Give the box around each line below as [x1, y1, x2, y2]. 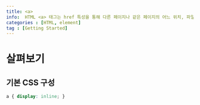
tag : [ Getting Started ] [6, 25, 68, 31]
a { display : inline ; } [6, 94, 65, 100]
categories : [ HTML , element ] [6, 19, 82, 25]
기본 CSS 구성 [6, 77, 55, 87]
